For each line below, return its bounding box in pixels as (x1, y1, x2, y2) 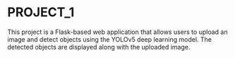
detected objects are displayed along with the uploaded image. (7, 42, 191, 51)
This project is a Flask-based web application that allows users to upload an (7, 28, 228, 36)
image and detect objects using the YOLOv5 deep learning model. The (7, 35, 212, 43)
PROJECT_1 (7, 4, 75, 21)
